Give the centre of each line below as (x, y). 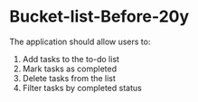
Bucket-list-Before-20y (99, 17)
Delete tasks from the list (69, 78)
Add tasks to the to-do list (71, 59)
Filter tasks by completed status (82, 88)
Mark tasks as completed (70, 69)
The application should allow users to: (80, 42)
